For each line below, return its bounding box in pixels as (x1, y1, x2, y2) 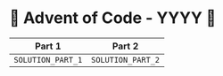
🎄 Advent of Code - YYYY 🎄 (9, 8, 217, 28)
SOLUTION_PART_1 (13, 55, 83, 65)
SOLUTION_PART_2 (90, 55, 161, 65)
